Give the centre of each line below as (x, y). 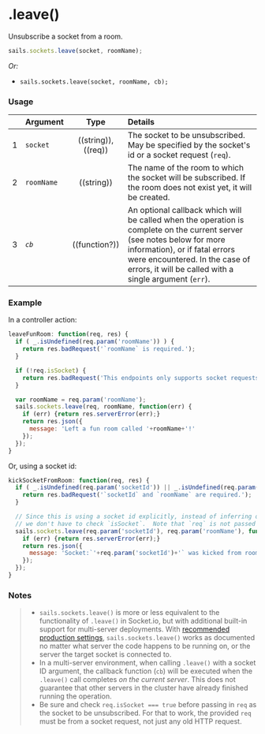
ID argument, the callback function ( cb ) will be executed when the (146, 671)
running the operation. (75, 696)
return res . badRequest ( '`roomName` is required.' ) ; (109, 349)
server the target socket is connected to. (105, 654)
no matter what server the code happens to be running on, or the (145, 646)
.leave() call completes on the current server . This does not (138, 680)
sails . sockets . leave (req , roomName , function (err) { (104, 407)
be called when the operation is (186, 220)
